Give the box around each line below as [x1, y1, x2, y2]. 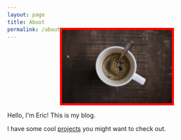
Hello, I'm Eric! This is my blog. [7, 111, 96, 120]
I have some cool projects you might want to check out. [7, 125, 166, 133]
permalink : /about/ [7, 26, 64, 33]
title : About [7, 18, 45, 26]
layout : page [7, 11, 45, 18]
